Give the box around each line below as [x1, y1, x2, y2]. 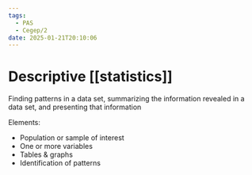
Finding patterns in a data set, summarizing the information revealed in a [8, 94, 245, 104]
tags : [8, 11, 26, 20]
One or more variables [19, 142, 94, 151]
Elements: [8, 118, 41, 127]
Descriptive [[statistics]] [8, 68, 173, 86]
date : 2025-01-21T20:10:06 [8, 33, 97, 42]
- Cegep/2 [15, 26, 48, 34]
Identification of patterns [19, 158, 101, 168]
